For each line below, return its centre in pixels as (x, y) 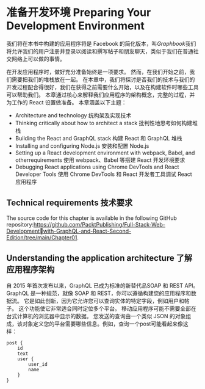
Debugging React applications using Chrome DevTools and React (97, 167)
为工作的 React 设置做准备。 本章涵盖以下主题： (67, 102)
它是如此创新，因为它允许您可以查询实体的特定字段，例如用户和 (104, 300)
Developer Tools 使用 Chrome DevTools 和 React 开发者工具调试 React (103, 174)
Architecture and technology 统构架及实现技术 (73, 115)
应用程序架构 (31, 270)
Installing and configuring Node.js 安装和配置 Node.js (82, 146)
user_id (38, 364)
